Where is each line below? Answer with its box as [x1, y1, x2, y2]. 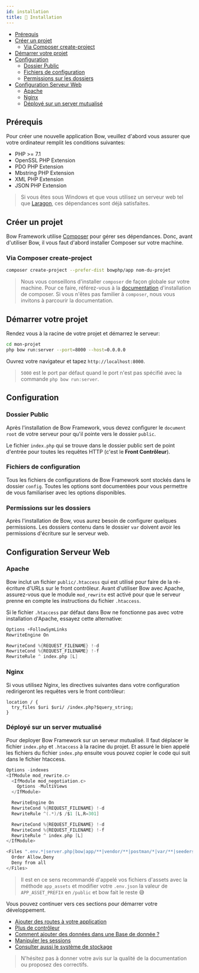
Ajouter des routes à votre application [14, 918, 107, 925]
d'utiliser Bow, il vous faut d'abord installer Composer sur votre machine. [6, 239, 184, 246]
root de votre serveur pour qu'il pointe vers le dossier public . [6, 430, 156, 437]
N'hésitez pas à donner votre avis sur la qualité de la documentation [20, 955, 187, 962]
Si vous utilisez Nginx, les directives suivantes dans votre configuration [6, 681, 179, 688]
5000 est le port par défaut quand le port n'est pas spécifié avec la [20, 369, 182, 376]
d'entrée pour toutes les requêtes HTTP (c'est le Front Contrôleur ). [6, 448, 171, 455]
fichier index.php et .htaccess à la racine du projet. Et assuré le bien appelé [6, 743, 190, 750]
